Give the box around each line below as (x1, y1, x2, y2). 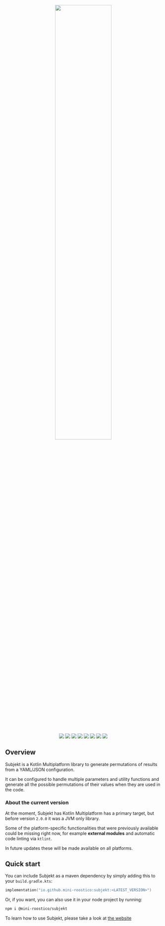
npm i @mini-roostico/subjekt (5, 906, 68, 911)
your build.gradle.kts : (5, 878, 53, 884)
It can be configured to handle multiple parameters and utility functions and (5, 776, 160, 782)
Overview (5, 748, 36, 757)
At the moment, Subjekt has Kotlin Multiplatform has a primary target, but (5, 810, 155, 817)
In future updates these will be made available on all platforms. (5, 845, 133, 851)
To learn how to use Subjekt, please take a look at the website (5, 915, 132, 921)
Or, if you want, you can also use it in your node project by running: (5, 896, 142, 902)
